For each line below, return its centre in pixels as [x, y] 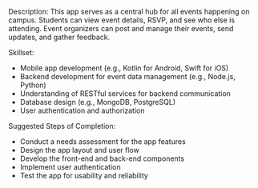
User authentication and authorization [83, 110]
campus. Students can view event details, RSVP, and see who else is [121, 20]
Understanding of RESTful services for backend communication [125, 94]
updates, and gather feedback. [59, 37]
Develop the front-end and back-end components [102, 158]
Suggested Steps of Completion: [62, 126]
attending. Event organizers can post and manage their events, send [121, 28]
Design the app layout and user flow [80, 150]
